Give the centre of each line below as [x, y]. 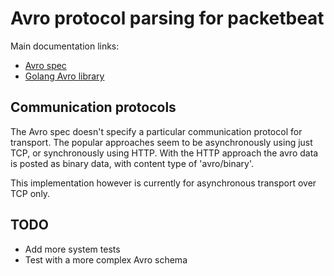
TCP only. [30, 193]
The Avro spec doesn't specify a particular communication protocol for [156, 131]
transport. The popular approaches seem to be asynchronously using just [161, 142]
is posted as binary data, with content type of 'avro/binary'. [132, 163]
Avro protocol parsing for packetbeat [167, 18]
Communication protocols [93, 107]
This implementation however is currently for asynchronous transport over [163, 183]
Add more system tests [72, 249]
